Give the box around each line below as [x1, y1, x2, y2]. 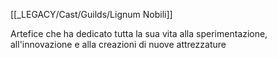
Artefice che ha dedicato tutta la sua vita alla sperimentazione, [10, 28, 268, 39]
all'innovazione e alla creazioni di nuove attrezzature [10, 39, 227, 50]
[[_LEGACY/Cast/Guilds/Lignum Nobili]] [10, 9, 173, 20]
